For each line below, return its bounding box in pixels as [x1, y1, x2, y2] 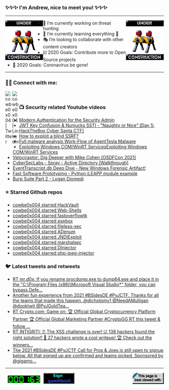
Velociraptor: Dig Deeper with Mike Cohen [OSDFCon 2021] [12, 154, 136, 160]
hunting [43, 26, 59, 32]
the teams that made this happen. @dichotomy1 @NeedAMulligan [12, 297, 149, 303]
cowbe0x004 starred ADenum [12, 228, 76, 235]
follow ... [12, 324, 31, 330]
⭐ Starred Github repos [5, 188, 63, 195]
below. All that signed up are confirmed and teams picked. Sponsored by [12, 353, 163, 359]
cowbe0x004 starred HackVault [12, 202, 79, 208]
